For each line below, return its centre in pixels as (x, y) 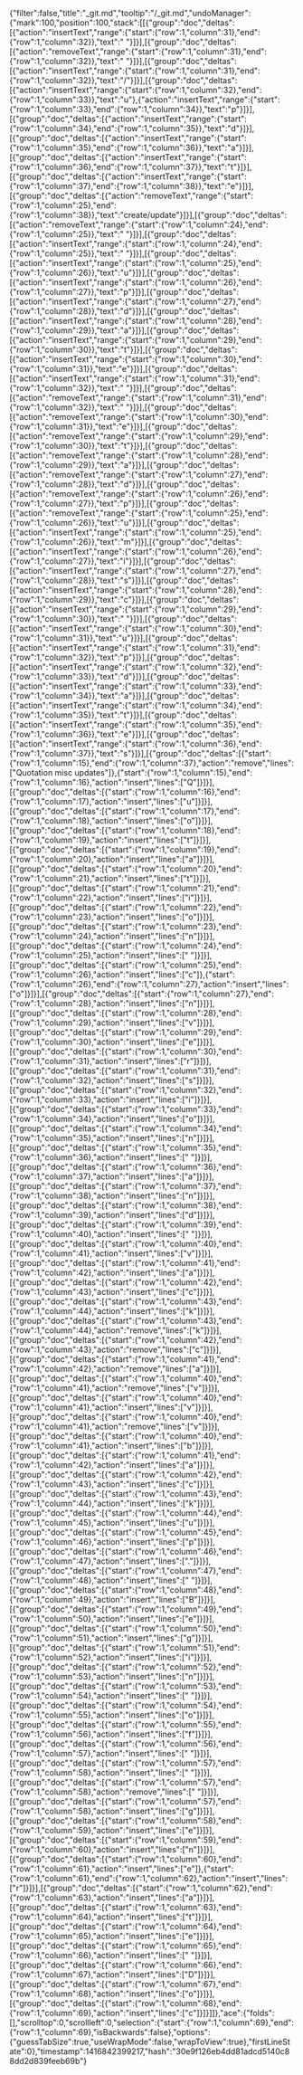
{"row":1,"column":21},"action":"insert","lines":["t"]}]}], (110, 878)
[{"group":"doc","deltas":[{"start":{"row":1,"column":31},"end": (125, 1071)
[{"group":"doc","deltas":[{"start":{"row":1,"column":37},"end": (126, 1186)
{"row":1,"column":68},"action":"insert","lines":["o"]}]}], (112, 1994)
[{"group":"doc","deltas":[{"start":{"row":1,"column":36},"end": (126, 1167)
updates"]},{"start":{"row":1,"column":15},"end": (164, 772)
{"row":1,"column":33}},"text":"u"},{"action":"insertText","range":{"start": (145, 100)
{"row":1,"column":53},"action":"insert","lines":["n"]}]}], (112, 1676)
